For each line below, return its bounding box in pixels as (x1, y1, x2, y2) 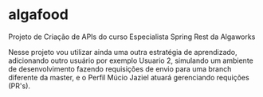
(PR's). (8, 81, 30, 91)
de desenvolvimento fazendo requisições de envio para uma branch (8, 64, 232, 73)
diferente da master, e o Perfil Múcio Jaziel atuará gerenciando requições (8, 72, 249, 82)
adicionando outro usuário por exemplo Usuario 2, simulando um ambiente (8, 56, 253, 65)
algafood (8, 6, 69, 24)
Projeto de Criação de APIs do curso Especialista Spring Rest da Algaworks (8, 32, 256, 41)
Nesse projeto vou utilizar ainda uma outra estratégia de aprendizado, (8, 47, 237, 56)
